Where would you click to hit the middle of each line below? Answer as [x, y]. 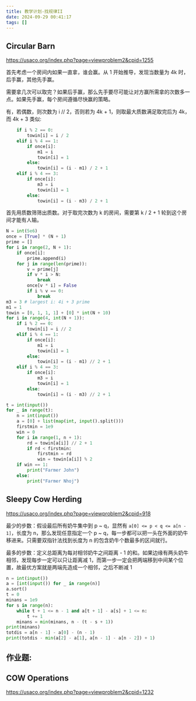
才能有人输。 [26, 220]
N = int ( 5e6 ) [22, 231]
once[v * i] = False [52, 286]
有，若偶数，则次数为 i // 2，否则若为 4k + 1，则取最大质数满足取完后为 [92, 112]
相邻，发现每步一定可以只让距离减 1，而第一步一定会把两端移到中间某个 [92, 560]
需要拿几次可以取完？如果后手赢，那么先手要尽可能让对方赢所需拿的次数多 [95, 92]
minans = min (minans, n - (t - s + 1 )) [65, 622]
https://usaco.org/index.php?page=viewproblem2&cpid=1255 [80, 60]
